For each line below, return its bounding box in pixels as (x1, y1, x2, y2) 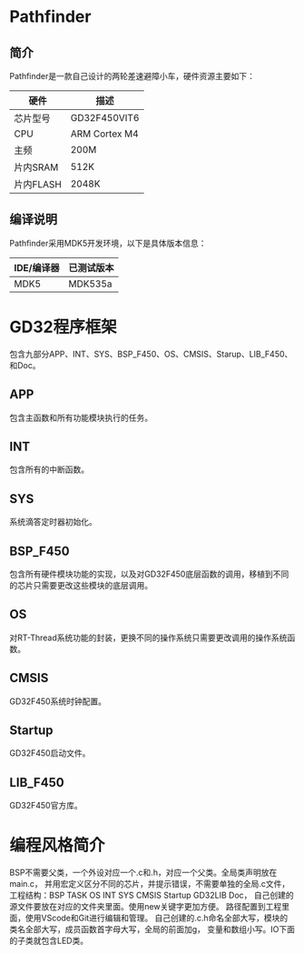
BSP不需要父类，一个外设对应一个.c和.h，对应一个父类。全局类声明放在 (9, 867, 278, 879)
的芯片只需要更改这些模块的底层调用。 (9, 580, 152, 590)
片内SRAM (14, 161, 59, 174)
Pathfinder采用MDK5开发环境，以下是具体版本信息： (9, 237, 207, 248)
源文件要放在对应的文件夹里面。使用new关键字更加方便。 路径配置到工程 (9, 901, 282, 912)
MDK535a (67, 277, 113, 290)
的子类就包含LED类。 (9, 935, 89, 947)
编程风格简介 (9, 835, 106, 856)
